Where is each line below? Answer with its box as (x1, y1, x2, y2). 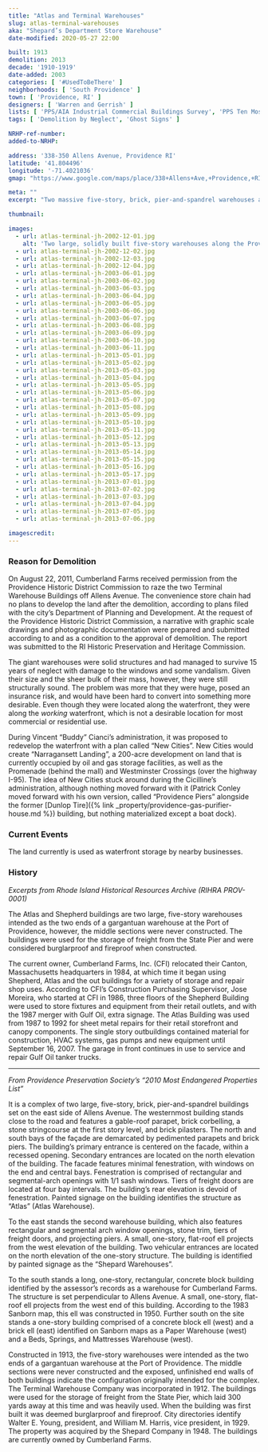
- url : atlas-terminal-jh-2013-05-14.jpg (15, 448, 156, 456)
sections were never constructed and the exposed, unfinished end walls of (8, 1366, 254, 1376)
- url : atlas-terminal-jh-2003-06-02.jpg (15, 277, 156, 285)
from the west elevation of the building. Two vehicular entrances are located (8, 1242, 259, 1252)
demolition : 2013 (8, 56, 66, 64)
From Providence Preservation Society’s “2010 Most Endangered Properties (8, 1075, 258, 1085)
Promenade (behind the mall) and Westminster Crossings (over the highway (8, 766, 258, 776)
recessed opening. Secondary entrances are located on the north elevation (8, 1150, 255, 1160)
